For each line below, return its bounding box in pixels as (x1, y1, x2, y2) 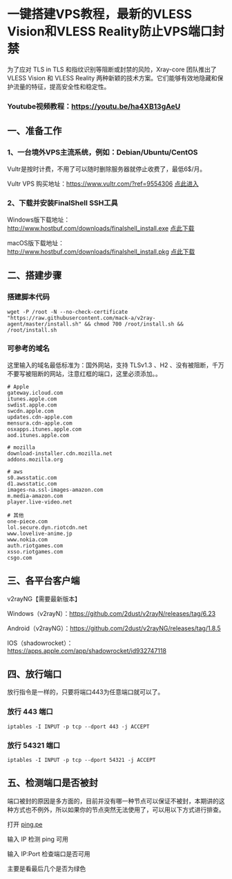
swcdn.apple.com (7, 407, 54, 414)
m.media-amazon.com (7, 492, 64, 499)
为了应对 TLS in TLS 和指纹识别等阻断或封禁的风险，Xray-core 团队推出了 (7, 65, 217, 73)
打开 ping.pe (7, 820, 43, 828)
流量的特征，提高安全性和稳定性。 (12, 82, 110, 91)
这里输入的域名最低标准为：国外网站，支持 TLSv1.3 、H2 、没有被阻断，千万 (7, 361, 224, 369)
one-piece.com (7, 517, 48, 525)
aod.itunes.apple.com (7, 432, 70, 438)
